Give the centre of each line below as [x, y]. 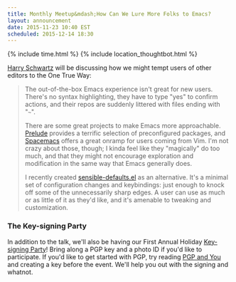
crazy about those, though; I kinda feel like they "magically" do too [122, 148]
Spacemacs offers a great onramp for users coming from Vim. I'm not [127, 141]
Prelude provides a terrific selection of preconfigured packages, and [125, 133]
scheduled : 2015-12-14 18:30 [50, 34]
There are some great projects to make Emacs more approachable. [123, 126]
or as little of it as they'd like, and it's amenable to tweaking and [118, 200]
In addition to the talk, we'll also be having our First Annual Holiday [105, 241]
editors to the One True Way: [49, 75]
